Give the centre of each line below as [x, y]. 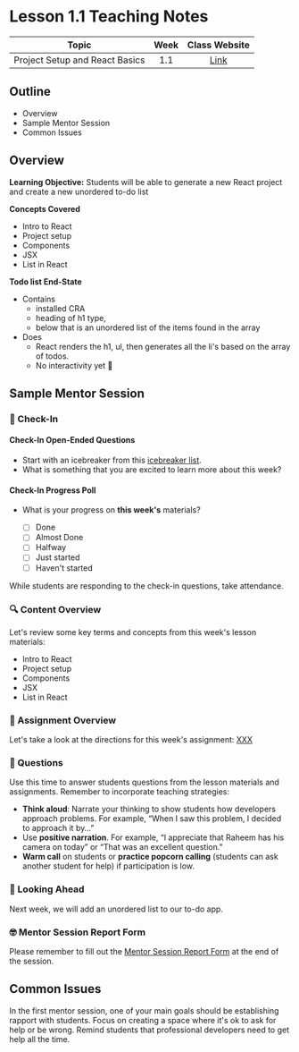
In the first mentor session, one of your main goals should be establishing [144, 1010]
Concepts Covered [45, 208]
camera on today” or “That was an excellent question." [122, 847]
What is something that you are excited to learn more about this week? [152, 470]
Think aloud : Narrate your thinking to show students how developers [149, 809]
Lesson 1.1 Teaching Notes [109, 17]
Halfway [51, 547]
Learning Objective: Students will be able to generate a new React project [146, 182]
